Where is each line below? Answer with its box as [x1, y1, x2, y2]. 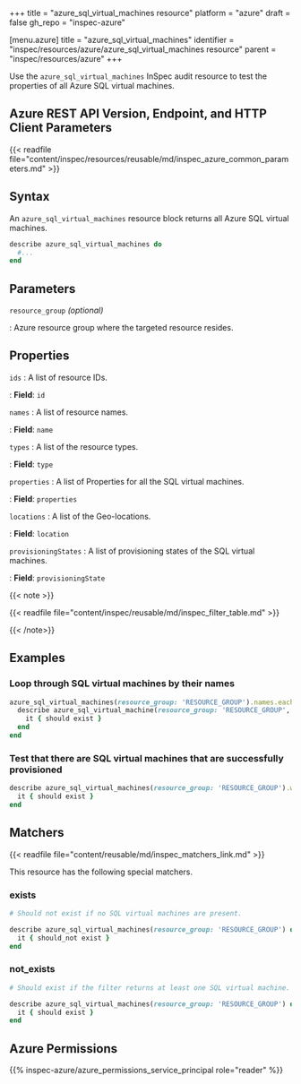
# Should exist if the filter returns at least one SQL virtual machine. [9, 983, 291, 993]
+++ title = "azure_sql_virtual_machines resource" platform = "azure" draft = [9, 8, 291, 18]
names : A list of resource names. [9, 407, 128, 417]
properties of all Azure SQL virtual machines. [9, 81, 175, 90]
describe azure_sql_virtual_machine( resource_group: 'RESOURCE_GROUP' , [17, 706, 291, 715]
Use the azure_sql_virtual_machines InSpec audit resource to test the [9, 71, 267, 82]
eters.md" [9, 163, 47, 174]
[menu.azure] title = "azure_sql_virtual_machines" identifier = [9, 35, 235, 45]
